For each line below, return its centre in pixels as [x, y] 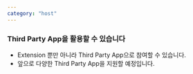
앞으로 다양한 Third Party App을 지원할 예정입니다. [86, 63]
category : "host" [32, 13]
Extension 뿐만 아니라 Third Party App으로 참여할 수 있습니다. [102, 55]
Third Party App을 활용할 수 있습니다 [66, 38]
